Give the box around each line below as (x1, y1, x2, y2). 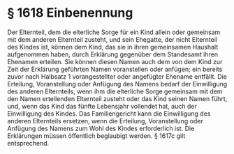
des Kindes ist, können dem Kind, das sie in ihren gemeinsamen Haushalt (7, 43, 219, 51)
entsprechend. (7, 139, 50, 147)
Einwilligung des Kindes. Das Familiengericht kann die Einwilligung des (7, 109, 211, 118)
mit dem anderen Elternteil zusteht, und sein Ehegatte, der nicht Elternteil (7, 35, 218, 43)
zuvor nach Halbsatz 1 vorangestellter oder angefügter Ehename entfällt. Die (7, 72, 227, 81)
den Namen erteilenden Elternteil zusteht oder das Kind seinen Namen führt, (7, 94, 228, 102)
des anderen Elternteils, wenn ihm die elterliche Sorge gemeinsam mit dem (7, 87, 223, 95)
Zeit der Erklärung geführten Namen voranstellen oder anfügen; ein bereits (7, 65, 223, 73)
